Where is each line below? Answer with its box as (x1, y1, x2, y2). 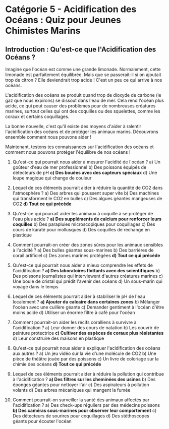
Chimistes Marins (5, 25, 81, 36)
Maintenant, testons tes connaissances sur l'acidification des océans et (5, 144, 154, 150)
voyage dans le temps (12, 284, 59, 289)
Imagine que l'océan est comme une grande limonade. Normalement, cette (5, 67, 161, 72)
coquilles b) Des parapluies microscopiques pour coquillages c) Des (12, 221, 155, 227)
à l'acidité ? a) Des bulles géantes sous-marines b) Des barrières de (12, 247, 154, 253)
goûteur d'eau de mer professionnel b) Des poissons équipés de (12, 164, 147, 170)
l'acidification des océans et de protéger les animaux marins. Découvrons (5, 129, 158, 135)
